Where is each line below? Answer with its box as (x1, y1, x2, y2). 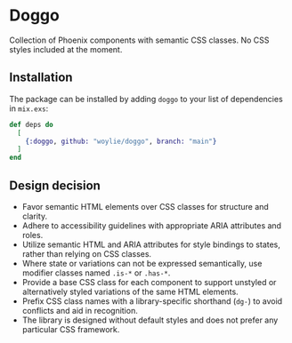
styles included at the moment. (9, 44, 123, 54)
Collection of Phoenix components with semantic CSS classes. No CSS (9, 35, 270, 45)
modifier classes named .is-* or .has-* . (21, 267, 171, 278)
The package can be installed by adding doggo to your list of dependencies (9, 93, 283, 104)
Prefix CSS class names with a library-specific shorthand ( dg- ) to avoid (21, 295, 283, 307)
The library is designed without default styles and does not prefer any (21, 315, 279, 325)
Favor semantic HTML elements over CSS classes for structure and (21, 201, 269, 211)
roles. (21, 229, 44, 240)
